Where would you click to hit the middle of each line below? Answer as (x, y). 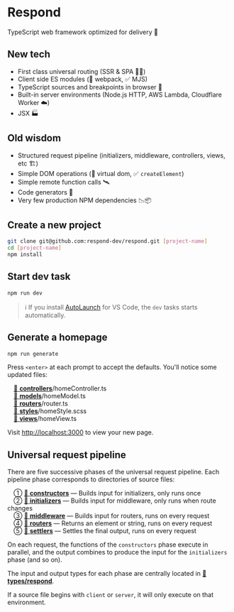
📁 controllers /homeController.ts (60, 388)
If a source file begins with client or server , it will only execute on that (111, 595)
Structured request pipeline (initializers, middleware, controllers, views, (121, 155)
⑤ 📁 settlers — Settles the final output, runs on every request (105, 531)
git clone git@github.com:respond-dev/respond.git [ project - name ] (107, 241)
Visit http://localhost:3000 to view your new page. (80, 432)
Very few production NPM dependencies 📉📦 (84, 200)
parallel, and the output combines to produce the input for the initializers (117, 552)
